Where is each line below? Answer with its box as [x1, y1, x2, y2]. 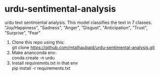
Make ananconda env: [11, 50, 57, 56]
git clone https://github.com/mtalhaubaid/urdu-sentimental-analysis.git [11, 44, 155, 50]
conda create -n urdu [11, 55, 55, 60]
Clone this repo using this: [11, 39, 65, 45]
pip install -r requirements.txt [11, 65, 70, 71]
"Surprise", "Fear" [4, 30, 41, 36]
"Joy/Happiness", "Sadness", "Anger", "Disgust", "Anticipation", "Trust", [4, 24, 148, 30]
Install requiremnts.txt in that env [11, 60, 78, 66]
